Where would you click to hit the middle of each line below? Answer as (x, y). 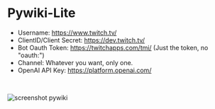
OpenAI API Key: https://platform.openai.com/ (84, 70)
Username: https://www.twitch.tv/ (67, 33)
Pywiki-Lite (42, 13)
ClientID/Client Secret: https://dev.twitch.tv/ (81, 40)
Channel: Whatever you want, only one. (75, 62)
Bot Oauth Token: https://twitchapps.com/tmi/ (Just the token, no (113, 47)
